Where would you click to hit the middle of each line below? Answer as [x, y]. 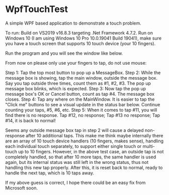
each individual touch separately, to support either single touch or [73, 146]
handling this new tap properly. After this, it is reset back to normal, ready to [84, 167]
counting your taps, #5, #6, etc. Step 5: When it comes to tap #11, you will [81, 110]
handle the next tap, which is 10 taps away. [50, 173]
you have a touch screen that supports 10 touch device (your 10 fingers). [80, 43]
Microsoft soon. [21, 188]
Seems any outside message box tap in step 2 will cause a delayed [75, 130]
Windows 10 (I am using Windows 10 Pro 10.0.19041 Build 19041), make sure [83, 38]
